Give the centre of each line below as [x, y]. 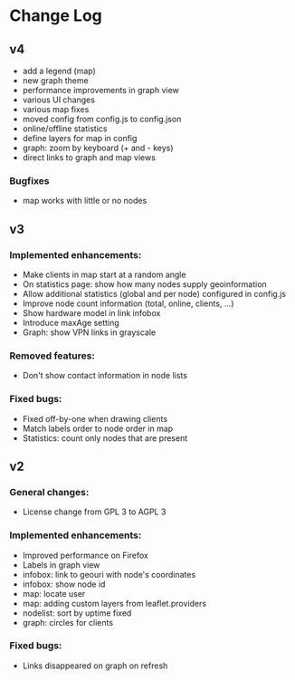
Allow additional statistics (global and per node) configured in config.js [154, 293]
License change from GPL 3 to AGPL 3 [94, 512]
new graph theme [55, 81]
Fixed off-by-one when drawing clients [95, 418]
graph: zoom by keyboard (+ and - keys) [98, 148]
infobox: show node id [64, 584]
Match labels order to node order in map [98, 428]
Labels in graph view [61, 565]
